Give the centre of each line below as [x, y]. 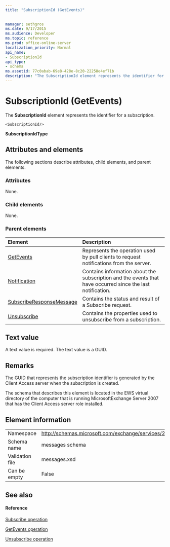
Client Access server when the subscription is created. [62, 383]
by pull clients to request [111, 257]
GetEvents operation [27, 529]
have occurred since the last [116, 284]
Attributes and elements [44, 150]
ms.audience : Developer [30, 33]
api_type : [16, 62]
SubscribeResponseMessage [42, 302]
